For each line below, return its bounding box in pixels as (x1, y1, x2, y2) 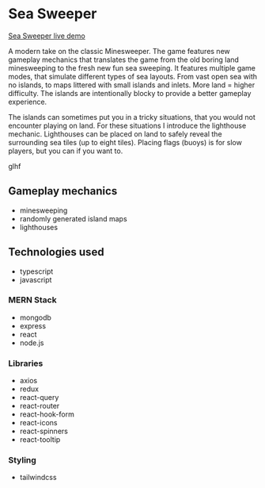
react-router (19, 402, 60, 411)
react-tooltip (19, 435, 61, 444)
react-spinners (19, 426, 69, 436)
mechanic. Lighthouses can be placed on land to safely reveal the (8, 129, 223, 139)
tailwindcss (19, 473, 57, 482)
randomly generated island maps (19, 213, 128, 223)
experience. (8, 97, 47, 106)
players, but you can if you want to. (8, 146, 123, 156)
